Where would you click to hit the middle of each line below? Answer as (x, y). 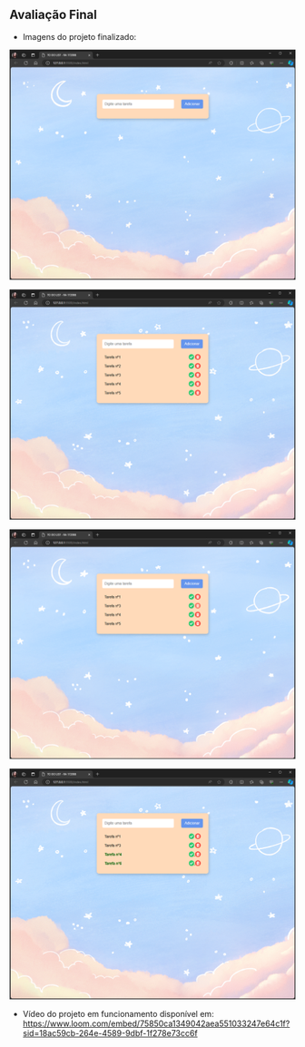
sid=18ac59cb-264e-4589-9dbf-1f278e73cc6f (110, 1032)
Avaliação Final (53, 15)
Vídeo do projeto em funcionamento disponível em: (118, 1013)
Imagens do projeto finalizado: (79, 36)
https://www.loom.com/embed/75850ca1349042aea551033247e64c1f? (156, 1023)
